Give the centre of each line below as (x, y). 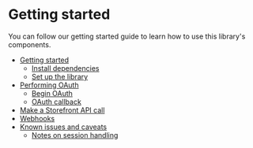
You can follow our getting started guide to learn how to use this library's (127, 36)
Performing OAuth (49, 85)
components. (30, 44)
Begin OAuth (52, 93)
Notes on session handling (75, 135)
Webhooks (37, 118)
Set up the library (60, 76)
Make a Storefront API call (62, 110)
